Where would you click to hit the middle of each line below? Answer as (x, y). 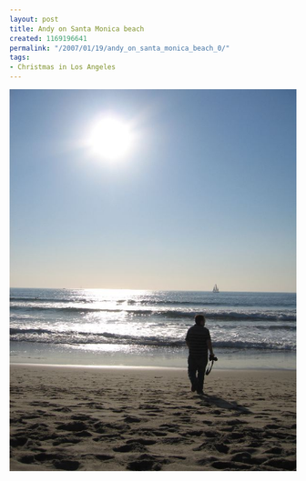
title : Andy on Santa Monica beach (77, 29)
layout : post (34, 19)
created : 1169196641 (49, 38)
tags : (20, 58)
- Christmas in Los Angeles (63, 67)
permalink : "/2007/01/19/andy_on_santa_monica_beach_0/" (120, 48)
